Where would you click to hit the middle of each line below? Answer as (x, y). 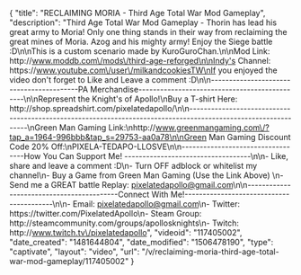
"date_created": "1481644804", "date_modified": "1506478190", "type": (142, 242)
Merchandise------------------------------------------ (190, 89)
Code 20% (29, 146)
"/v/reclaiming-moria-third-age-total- (211, 252)
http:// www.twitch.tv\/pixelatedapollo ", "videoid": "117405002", (126, 232)
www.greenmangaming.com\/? (212, 128)
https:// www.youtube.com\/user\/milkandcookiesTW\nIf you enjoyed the (143, 70)
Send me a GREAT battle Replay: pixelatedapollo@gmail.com (121, 185)
